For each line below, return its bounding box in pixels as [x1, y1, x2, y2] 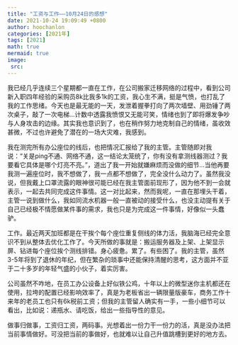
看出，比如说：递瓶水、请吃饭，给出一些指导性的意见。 [7, 305, 169, 314]
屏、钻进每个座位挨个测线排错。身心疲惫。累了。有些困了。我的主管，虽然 [7, 246, 225, 255]
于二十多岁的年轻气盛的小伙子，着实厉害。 [7, 264, 132, 273]
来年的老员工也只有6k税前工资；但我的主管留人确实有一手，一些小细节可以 [7, 297, 226, 305]
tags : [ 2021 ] [7, 37, 46, 44]
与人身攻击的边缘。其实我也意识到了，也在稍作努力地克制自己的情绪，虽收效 [7, 118, 231, 128]
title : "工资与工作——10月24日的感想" [7, 10, 108, 18]
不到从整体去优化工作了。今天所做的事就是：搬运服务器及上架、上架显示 [13, 237, 225, 246]
